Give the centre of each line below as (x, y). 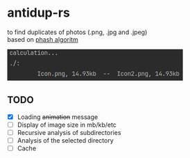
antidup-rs (39, 13)
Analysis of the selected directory (66, 140)
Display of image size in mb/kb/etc (67, 125)
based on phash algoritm (43, 39)
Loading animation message (58, 117)
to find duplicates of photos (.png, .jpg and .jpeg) (77, 32)
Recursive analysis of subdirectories (69, 132)
